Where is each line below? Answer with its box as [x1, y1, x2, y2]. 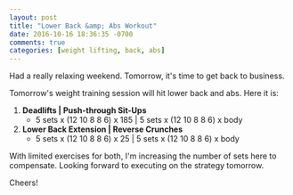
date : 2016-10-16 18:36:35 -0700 [9, 29, 134, 38]
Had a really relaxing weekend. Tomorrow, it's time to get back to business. [9, 70, 285, 81]
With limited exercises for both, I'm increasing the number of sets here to [9, 150, 277, 161]
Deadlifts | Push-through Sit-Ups [21, 105, 147, 116]
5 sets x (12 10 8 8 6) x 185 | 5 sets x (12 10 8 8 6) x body [35, 115, 243, 126]
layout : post [9, 12, 58, 22]
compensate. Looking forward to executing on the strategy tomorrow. [9, 160, 265, 171]
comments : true [9, 37, 66, 47]
